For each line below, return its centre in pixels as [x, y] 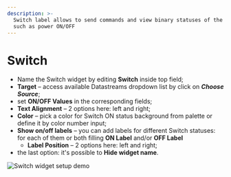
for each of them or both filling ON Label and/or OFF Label [100, 138]
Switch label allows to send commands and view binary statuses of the [118, 20]
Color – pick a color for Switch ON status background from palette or [115, 116]
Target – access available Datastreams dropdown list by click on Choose [120, 87]
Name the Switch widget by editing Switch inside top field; [100, 79]
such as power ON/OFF [44, 26]
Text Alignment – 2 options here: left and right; [84, 109]
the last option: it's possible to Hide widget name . [88, 153]
